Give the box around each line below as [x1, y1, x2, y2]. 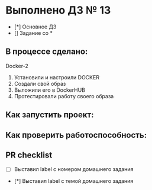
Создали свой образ [14, 80, 66, 87]
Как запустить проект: [5, 110, 94, 120]
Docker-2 [5, 62, 29, 69]
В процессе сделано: [5, 47, 88, 57]
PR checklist [5, 150, 53, 160]
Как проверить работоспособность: [5, 130, 147, 140]
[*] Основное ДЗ [14, 23, 57, 30]
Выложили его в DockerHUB [14, 86, 85, 94]
